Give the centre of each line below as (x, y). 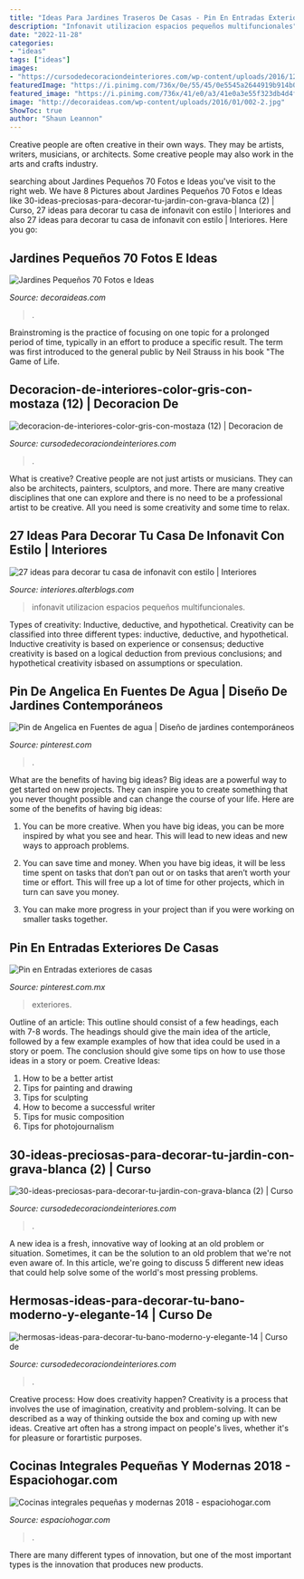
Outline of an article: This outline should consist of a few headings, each (144, 1022)
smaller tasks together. (65, 919)
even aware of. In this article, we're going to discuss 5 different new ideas (147, 1263)
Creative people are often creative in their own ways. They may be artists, (147, 145)
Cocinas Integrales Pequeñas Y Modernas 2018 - (150, 1466)
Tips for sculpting (55, 1098)
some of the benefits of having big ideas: (86, 809)
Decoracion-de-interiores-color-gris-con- (131, 390)
